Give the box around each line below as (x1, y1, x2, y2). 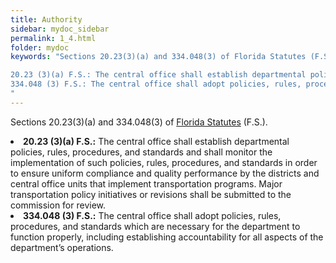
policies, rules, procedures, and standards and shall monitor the (10, 146, 273, 158)
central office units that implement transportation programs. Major (10, 177, 283, 190)
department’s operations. (10, 241, 114, 253)
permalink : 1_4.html (10, 33, 97, 43)
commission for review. (10, 199, 107, 211)
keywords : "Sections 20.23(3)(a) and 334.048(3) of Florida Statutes (10, 52, 307, 62)
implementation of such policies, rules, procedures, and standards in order (10, 156, 318, 168)
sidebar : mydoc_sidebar (10, 24, 110, 34)
